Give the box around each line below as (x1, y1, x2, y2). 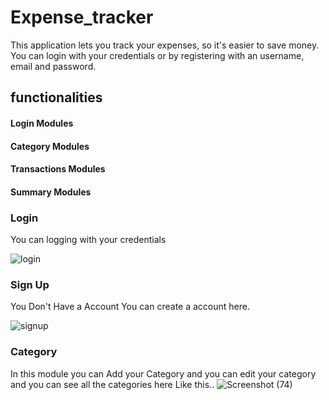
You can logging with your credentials (10, 234, 167, 245)
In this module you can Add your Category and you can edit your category (10, 367, 317, 380)
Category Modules (10, 140, 90, 152)
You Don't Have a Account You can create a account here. (10, 301, 250, 313)
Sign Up (10, 277, 50, 291)
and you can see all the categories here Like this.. (10, 378, 215, 390)
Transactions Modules (10, 163, 106, 175)
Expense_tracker (10, 6, 154, 29)
